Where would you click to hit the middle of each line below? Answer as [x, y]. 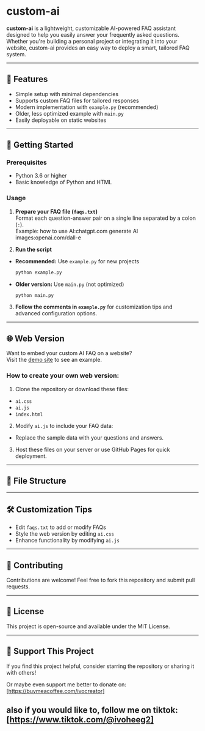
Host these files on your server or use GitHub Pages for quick [92, 449]
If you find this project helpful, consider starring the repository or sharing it [100, 666]
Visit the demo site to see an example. [54, 360]
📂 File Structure [36, 481]
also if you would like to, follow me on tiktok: [92, 710]
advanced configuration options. [56, 313]
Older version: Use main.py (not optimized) [70, 284]
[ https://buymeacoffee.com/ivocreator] [56, 691]
